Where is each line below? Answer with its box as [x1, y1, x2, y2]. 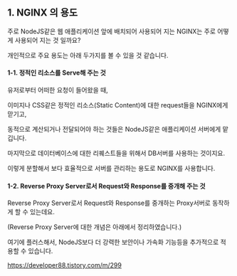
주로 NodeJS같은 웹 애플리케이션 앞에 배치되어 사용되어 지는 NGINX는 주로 [7, 27, 216, 36]
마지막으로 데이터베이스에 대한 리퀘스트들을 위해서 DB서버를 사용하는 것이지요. [7, 149, 226, 158]
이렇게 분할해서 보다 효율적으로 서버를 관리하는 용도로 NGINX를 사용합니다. [7, 164, 216, 173]
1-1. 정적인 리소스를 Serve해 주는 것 [7, 68, 107, 77]
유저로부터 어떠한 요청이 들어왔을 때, [7, 86, 108, 95]
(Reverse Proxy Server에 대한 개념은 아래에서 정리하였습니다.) [7, 223, 182, 231]
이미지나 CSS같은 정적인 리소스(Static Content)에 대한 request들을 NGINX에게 [7, 101, 228, 110]
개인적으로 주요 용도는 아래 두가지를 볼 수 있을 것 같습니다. [7, 51, 169, 59]
